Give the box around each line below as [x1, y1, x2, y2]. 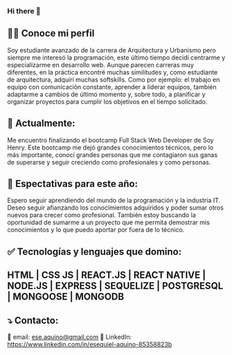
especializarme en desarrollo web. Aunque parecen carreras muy [7, 60, 194, 69]
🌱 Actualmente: [7, 118, 75, 129]
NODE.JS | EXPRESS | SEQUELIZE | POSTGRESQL [7, 280, 224, 292]
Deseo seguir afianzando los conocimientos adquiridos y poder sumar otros [7, 203, 224, 212]
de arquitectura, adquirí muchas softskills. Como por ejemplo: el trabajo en [7, 75, 220, 84]
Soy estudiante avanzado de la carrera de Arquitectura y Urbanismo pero [7, 46, 216, 54]
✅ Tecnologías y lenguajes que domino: [7, 246, 182, 257]
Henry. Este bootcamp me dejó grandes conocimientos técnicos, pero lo [7, 143, 213, 152]
